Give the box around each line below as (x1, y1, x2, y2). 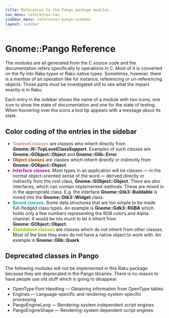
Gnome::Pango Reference (5, 43, 116, 55)
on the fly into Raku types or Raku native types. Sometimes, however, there (5, 71, 161, 77)
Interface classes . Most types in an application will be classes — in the (12, 168, 161, 173)
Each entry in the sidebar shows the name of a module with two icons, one (5, 96, 160, 102)
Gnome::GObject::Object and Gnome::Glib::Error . (12, 151, 119, 157)
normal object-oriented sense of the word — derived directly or (12, 173, 145, 179)
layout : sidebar (5, 21, 39, 27)
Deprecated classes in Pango (5, 252, 99, 260)
